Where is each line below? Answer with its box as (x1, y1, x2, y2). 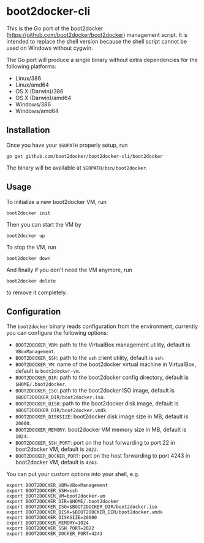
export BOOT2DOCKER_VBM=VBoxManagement (6, 482, 108, 489)
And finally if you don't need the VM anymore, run (6, 266, 133, 273)
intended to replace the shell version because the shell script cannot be (6, 37, 187, 45)
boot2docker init (6, 210, 51, 216)
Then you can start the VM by (6, 221, 81, 228)
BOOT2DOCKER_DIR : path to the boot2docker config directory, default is (15, 373, 189, 381)
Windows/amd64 (15, 107, 59, 114)
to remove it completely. (6, 289, 67, 296)
